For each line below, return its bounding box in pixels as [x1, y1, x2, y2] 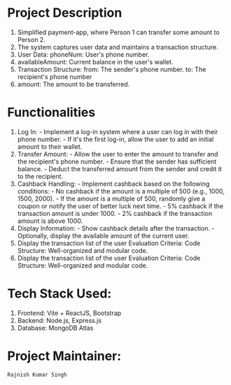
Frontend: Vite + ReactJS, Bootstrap [17, 309, 122, 317]
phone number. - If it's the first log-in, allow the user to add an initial [17, 135, 214, 143]
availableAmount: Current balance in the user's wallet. [17, 57, 174, 66]
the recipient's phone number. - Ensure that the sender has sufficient [17, 157, 217, 166]
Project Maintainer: [7, 348, 122, 364]
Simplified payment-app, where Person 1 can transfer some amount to [17, 28, 220, 36]
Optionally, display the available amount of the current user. [17, 231, 190, 240]
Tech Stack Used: [7, 286, 112, 302]
